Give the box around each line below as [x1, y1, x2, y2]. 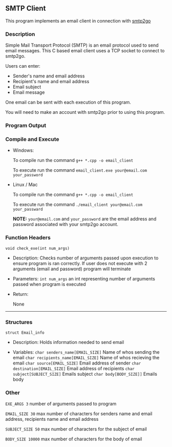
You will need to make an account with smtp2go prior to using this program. [5, 109, 165, 115]
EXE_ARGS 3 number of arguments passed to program [5, 401, 117, 407]
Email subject [12, 84, 41, 90]
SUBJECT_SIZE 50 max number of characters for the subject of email [5, 426, 147, 432]
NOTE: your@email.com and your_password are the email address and [12, 216, 157, 222]
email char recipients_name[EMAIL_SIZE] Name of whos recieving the [12, 354, 160, 360]
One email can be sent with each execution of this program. [5, 99, 132, 106]
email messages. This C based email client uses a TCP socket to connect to [5, 48, 165, 54]
